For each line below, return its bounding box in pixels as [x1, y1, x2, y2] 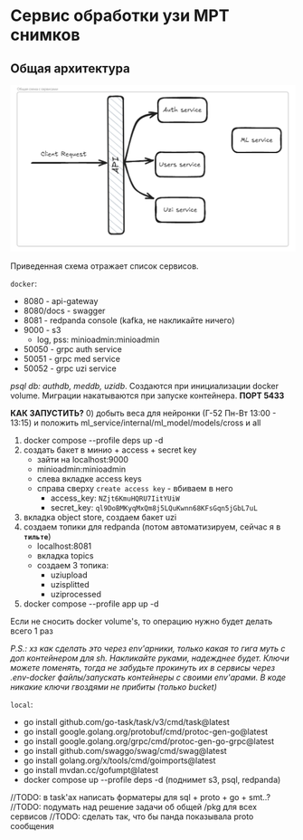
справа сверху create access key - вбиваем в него [36, 482, 233, 493]
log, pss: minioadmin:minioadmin [36, 334, 160, 345]
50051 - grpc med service [23, 353, 121, 364]
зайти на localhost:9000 [36, 453, 129, 464]
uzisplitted [50, 578, 90, 589]
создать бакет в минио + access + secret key [23, 444, 197, 455]
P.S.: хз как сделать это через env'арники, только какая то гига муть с [10, 643, 286, 654]
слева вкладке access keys [36, 472, 143, 484]
